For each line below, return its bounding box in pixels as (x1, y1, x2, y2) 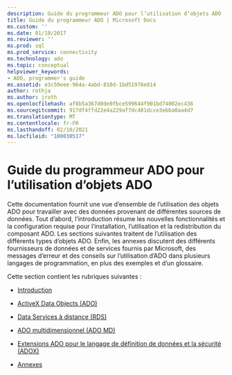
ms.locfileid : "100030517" (7, 132, 85, 139)
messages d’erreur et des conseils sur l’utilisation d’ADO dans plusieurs (7, 252, 211, 260)
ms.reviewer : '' (7, 36, 54, 43)
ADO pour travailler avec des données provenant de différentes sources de (7, 207, 222, 216)
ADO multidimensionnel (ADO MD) (17, 326, 116, 335)
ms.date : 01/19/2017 (7, 29, 67, 37)
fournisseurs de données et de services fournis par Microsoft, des (7, 244, 196, 253)
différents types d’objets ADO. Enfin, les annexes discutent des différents (7, 237, 216, 245)
